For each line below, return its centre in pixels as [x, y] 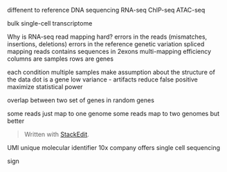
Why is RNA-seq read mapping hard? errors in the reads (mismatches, [107, 37]
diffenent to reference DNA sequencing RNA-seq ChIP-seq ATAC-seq [106, 10]
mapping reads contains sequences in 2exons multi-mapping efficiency [109, 51]
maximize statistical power [45, 87]
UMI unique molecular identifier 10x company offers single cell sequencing [113, 147]
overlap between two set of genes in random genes [81, 100]
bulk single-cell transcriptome [50, 23]
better [16, 121]
